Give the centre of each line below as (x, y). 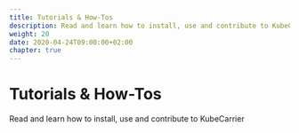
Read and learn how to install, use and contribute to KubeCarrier (127, 119)
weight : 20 (29, 34)
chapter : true (36, 51)
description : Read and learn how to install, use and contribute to (139, 26)
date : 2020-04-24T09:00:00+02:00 (71, 42)
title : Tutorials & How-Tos (61, 17)
